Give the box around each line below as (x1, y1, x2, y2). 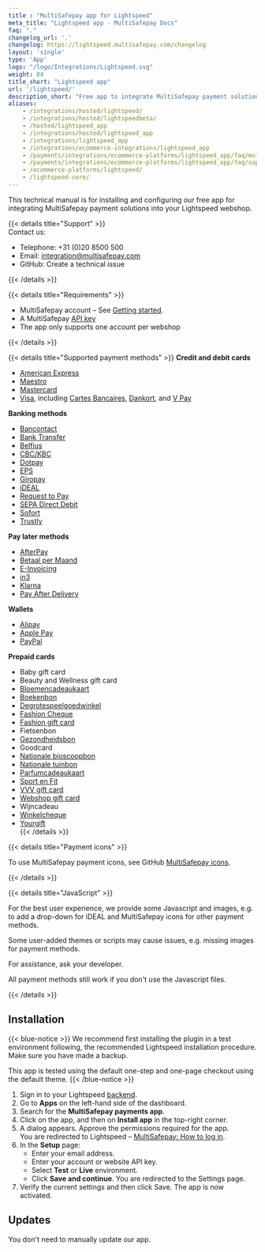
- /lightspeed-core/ (22, 173, 90, 182)
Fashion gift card (19, 717, 75, 727)
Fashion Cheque (19, 709, 73, 718)
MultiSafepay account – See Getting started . (19, 305, 164, 315)
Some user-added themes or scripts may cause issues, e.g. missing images (8, 935, 254, 945)
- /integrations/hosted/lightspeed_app (22, 129, 154, 137)
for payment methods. (8, 944, 80, 953)
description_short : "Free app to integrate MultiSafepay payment (8, 93, 227, 100)
